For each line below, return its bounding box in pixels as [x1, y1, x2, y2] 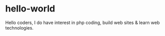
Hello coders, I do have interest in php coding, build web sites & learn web [5, 19, 160, 25]
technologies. [5, 24, 34, 30]
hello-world [5, 3, 56, 14]
